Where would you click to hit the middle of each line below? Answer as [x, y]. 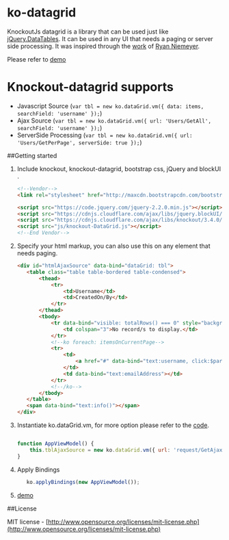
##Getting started [32, 155]
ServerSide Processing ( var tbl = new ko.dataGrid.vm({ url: [105, 135]
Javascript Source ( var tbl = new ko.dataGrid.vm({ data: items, [110, 106]
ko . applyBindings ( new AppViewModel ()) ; [83, 482]
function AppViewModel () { [55, 443]
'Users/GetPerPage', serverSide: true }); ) [79, 142]
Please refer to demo [37, 59]
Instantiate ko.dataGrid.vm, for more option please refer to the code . [113, 425]
